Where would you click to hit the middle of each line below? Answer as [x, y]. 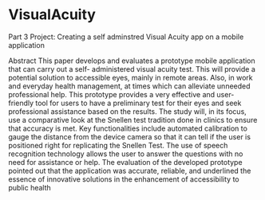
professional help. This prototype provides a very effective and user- [121, 94]
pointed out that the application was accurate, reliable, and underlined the [130, 171]
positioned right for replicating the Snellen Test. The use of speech [118, 145]
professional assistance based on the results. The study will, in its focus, [128, 111]
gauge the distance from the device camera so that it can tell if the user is [130, 136]
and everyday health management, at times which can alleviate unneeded [129, 86]
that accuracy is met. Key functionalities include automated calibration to [128, 128]
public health [30, 187]
